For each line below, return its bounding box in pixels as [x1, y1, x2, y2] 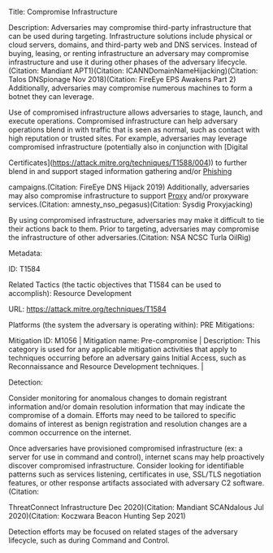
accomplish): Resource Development [8, 289, 132, 298]
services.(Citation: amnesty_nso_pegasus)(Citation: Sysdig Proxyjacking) [8, 199, 253, 209]
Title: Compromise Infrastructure [8, 7, 118, 16]
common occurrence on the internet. [8, 428, 132, 438]
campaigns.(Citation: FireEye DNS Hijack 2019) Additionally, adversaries [8, 182, 250, 192]
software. [232, 478, 265, 487]
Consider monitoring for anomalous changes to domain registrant [8, 394, 227, 403]
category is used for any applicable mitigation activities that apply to [8, 345, 237, 354]
